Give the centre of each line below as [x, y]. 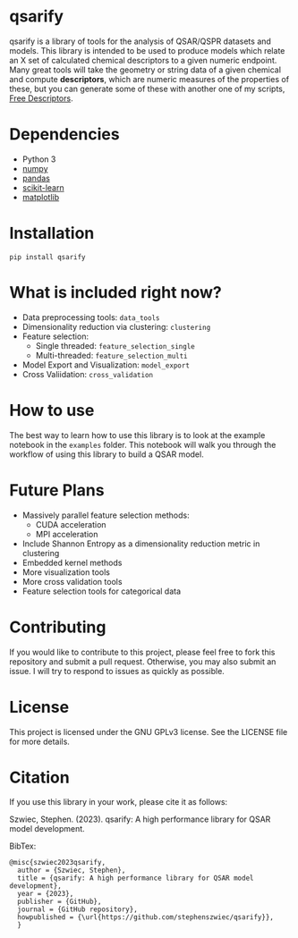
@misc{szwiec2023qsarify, [57, 863]
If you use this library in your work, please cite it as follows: [119, 802]
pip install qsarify [48, 257]
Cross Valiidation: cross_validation [88, 374]
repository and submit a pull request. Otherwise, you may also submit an [143, 661]
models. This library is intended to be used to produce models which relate [147, 50]
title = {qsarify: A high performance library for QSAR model [136, 878]
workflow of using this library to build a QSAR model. [106, 454]
